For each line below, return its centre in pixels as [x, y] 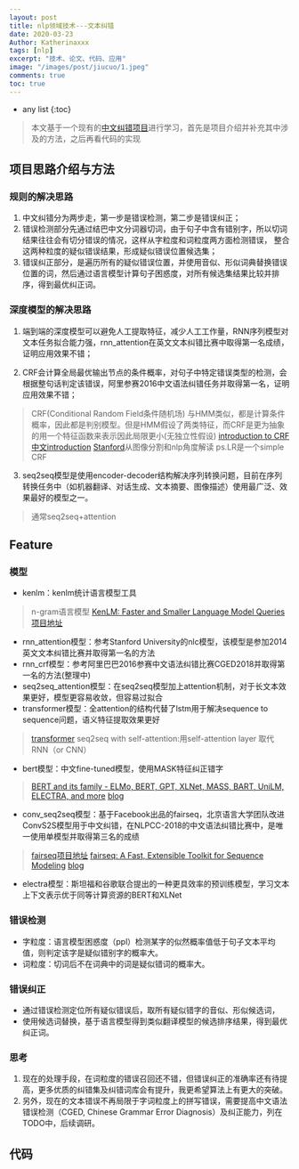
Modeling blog [57, 865]
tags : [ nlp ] [31, 51]
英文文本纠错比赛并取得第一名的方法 [89, 653]
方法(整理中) [69, 675]
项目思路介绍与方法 [62, 170]
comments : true [37, 76]
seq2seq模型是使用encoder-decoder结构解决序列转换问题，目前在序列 [152, 475]
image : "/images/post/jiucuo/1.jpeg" [79, 68]
